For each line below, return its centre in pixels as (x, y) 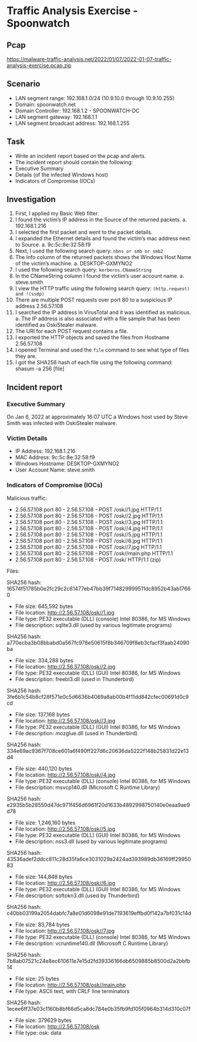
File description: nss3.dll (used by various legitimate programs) (91, 841)
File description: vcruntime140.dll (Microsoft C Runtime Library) (92, 943)
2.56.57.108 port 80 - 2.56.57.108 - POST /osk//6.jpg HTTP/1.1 (89, 540)
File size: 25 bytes (37, 978)
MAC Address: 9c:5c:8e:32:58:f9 (55, 457)
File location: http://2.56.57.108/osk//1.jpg (65, 612)
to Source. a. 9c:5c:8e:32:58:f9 (53, 245)
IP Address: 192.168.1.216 (45, 451)
